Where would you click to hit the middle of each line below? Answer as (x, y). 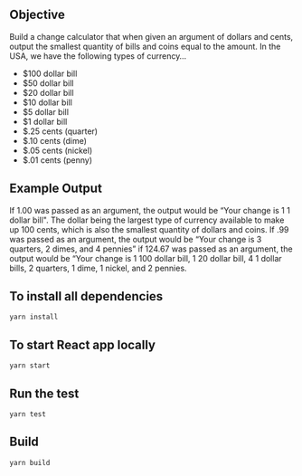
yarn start (30, 366)
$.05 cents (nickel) (57, 150)
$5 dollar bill (46, 111)
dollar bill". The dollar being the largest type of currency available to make (147, 220)
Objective (38, 15)
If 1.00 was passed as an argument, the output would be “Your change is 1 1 (150, 210)
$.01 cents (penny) (57, 160)
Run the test (44, 393)
